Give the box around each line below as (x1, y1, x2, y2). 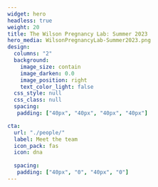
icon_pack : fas (14, 142, 59, 149)
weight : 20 (7, 23, 40, 31)
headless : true (7, 17, 53, 24)
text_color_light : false (20, 83, 94, 90)
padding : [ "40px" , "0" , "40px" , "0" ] (16, 169, 130, 176)
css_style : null (14, 90, 62, 97)
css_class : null (14, 97, 62, 104)
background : (14, 57, 50, 64)
